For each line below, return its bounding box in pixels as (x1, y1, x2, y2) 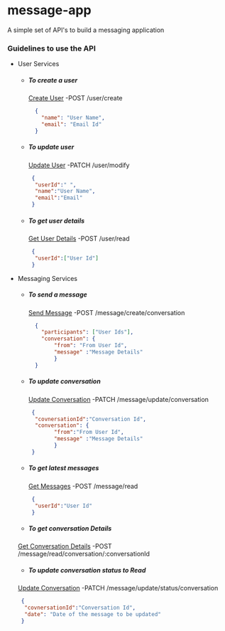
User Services (17, 60, 60, 68)
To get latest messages (28, 464, 99, 472)
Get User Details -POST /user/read (28, 234, 130, 243)
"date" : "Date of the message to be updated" (24, 611, 161, 618)
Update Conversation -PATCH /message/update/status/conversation (17, 584, 219, 593)
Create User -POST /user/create (28, 94, 123, 102)
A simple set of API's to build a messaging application (7, 26, 165, 34)
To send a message (28, 290, 87, 299)
